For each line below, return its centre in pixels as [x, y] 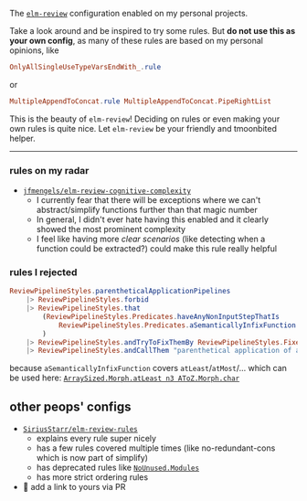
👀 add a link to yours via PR [74, 487]
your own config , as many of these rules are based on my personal [136, 41]
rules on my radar [49, 170]
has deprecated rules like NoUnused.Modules [117, 468]
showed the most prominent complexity [111, 229]
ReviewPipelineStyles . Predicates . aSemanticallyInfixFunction [177, 325]
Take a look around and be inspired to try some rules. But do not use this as [153, 31]
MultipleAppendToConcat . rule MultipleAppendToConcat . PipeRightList [141, 101]
